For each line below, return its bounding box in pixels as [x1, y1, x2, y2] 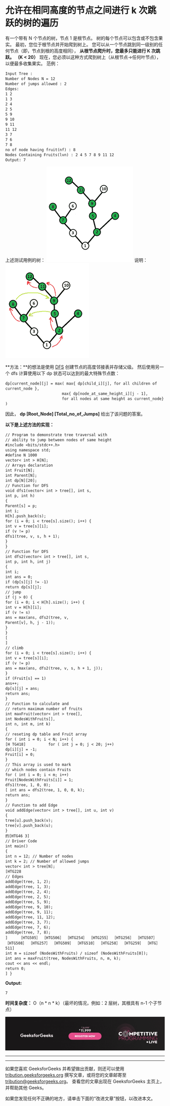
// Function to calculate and [5, 701, 69, 706]
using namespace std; [5, 447, 51, 453]
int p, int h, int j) [5, 559, 51, 564]
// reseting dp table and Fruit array [5, 732, 87, 737]
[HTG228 [5, 869, 22, 874]
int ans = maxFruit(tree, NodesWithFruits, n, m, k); [5, 956, 121, 961]
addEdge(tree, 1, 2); [5, 879, 51, 884]
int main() [5, 843, 28, 849]
